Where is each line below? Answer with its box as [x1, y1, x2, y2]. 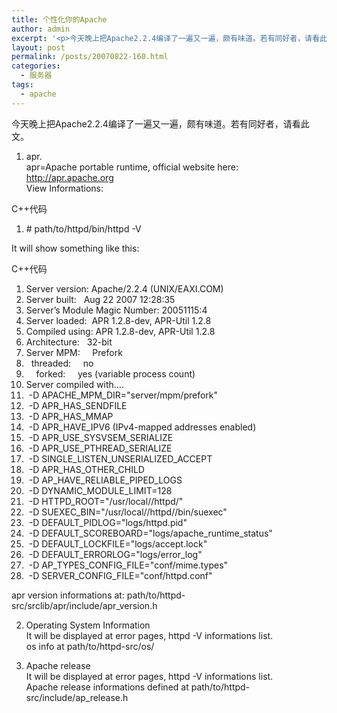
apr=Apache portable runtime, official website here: [25, 161, 239, 173]
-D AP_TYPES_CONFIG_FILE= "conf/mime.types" [28, 559, 229, 571]
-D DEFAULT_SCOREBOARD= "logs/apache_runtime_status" [28, 527, 273, 539]
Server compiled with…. [25, 378, 124, 390]
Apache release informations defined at [25, 681, 189, 693]
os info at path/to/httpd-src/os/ [25, 640, 155, 652]
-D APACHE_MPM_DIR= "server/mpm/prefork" [28, 389, 219, 401]
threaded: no [30, 357, 94, 369]
